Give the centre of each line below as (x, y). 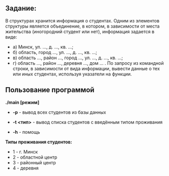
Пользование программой (50, 90)
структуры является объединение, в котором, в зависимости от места (82, 26)
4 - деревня (26, 168)
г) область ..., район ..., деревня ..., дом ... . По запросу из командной (88, 63)
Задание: (21, 8)
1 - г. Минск (25, 152)
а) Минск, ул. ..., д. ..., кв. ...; (43, 47)
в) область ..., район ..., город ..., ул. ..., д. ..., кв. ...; (68, 58)
